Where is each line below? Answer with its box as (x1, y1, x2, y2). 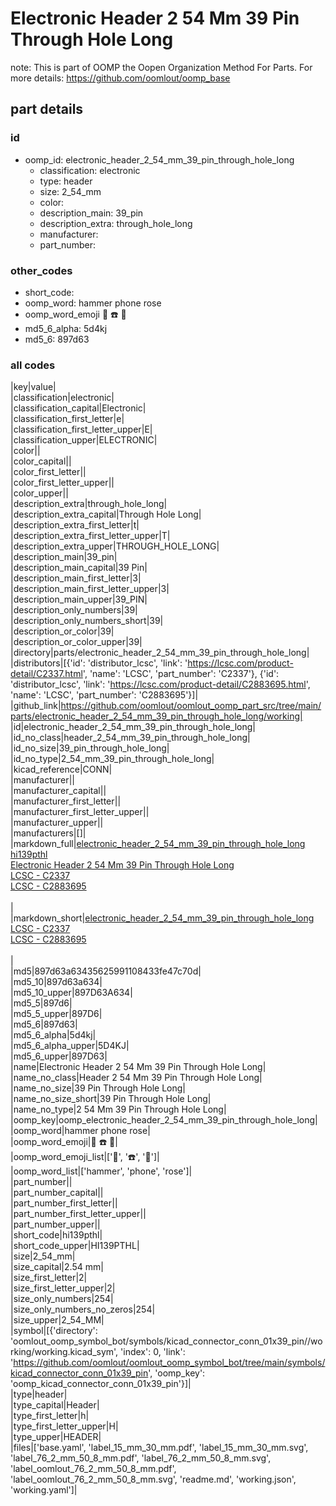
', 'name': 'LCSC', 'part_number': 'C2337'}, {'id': (82, 668, 280, 680)
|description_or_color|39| (10, 625, 115, 637)
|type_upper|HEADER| (10, 1431, 102, 1443)
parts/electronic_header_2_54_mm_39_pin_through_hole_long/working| (10, 710, 303, 722)
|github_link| (10, 700, 62, 712)
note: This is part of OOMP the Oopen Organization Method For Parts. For (10, 61, 313, 73)
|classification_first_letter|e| (10, 413, 125, 425)
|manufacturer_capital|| (10, 785, 107, 797)
